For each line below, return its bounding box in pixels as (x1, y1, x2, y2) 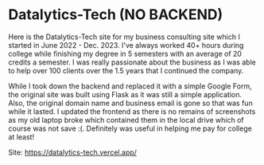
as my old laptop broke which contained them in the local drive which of (8, 115, 244, 124)
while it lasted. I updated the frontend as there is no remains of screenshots (8, 106, 256, 116)
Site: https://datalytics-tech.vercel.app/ (8, 147, 138, 157)
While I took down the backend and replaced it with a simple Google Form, (8, 81, 252, 91)
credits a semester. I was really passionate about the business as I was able (8, 57, 256, 67)
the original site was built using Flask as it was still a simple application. (8, 89, 243, 99)
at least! (8, 132, 34, 141)
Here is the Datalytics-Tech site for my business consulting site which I (8, 32, 240, 41)
